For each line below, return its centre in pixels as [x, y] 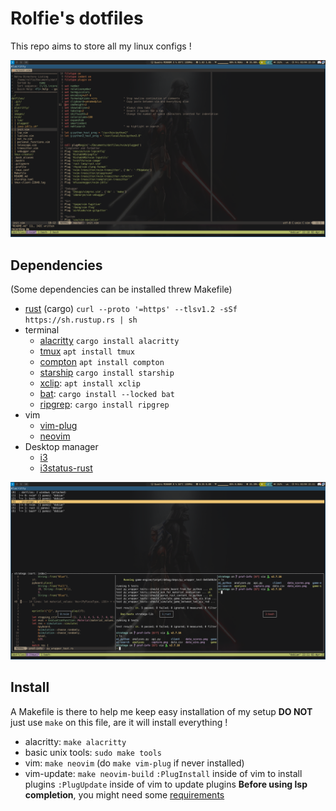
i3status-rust [66, 468]
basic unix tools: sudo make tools [93, 752]
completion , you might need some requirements [124, 794]
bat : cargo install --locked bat [107, 394]
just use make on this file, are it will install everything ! [119, 722]
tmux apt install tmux [87, 351]
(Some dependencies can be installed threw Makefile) [121, 289]
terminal [42, 330]
